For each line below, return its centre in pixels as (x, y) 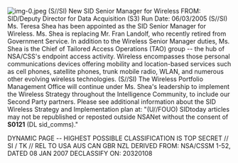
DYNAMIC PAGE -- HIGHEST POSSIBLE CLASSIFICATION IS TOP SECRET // (118, 138)
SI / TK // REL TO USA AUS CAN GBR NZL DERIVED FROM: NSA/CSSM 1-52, (119, 146)
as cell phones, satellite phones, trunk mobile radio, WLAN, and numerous (115, 72)
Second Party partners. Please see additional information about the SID (112, 102)
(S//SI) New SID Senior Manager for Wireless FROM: (124, 11)
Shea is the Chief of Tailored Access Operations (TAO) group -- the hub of (116, 49)
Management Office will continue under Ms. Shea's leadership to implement (118, 86)
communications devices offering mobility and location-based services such (119, 64)
